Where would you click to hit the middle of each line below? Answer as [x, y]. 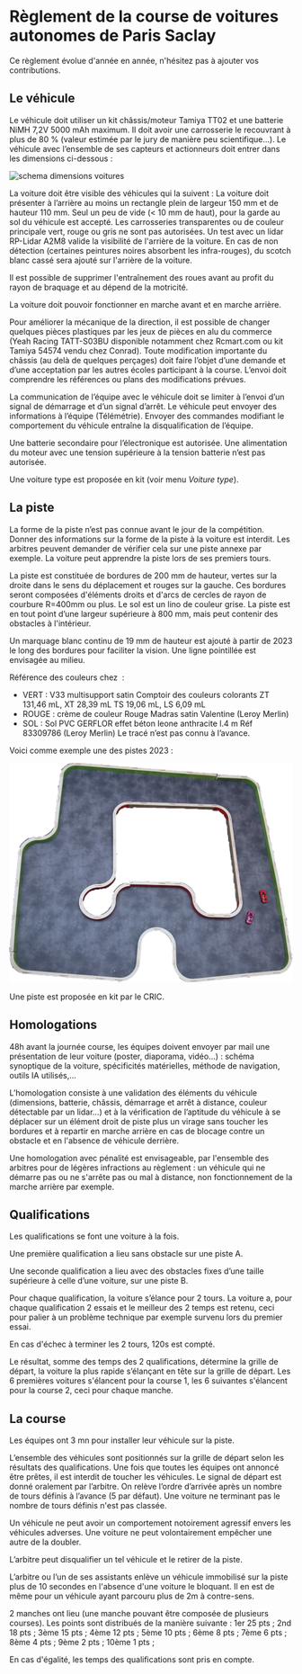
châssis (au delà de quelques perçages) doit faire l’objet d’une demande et [147, 360]
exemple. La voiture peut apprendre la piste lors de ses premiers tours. [140, 558]
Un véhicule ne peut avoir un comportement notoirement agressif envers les [151, 1523]
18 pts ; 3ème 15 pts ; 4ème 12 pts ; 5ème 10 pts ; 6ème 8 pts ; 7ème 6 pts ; [148, 1633]
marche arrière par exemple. [62, 1186]
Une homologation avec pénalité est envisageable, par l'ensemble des [139, 1158]
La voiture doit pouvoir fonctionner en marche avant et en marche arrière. [145, 304]
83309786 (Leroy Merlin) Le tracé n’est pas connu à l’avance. [136, 733]
